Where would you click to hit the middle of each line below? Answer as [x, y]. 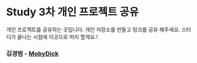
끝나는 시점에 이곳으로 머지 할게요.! [57, 37]
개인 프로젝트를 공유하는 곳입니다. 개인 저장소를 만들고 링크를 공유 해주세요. [93, 29]
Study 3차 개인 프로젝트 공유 [73, 12]
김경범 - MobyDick [33, 54]
